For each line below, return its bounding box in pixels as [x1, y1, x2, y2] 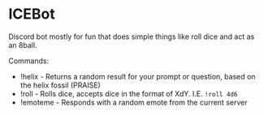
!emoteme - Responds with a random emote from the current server [19, 97, 248, 107]
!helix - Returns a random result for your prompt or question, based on [19, 71, 256, 81]
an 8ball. [8, 40, 38, 49]
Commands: [8, 56, 50, 66]
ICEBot [8, 5, 55, 23]
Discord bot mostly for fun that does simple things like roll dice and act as [8, 32, 255, 41]
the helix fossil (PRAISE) [19, 80, 102, 90]
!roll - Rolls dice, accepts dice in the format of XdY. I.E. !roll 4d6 [19, 88, 238, 98]
